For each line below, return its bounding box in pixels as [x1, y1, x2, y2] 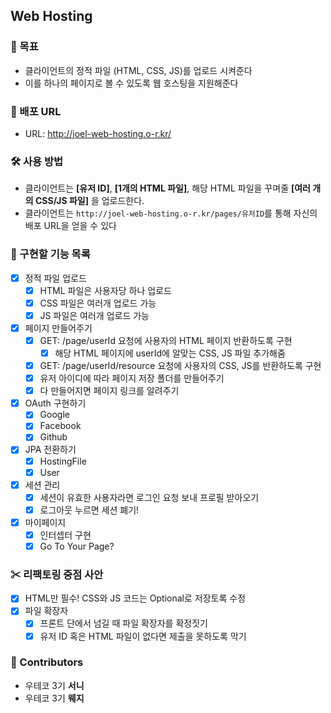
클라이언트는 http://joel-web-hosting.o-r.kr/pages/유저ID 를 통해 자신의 [24, 207, 318, 219]
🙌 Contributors [10, 655, 84, 669]
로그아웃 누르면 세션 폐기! [39, 504, 140, 516]
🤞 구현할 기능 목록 [10, 247, 91, 261]
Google [39, 409, 70, 421]
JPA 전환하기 [24, 444, 77, 456]
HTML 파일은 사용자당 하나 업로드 [39, 284, 172, 296]
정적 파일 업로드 [24, 272, 87, 284]
